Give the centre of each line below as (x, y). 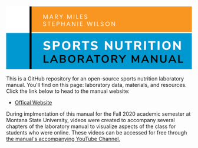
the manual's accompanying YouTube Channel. (63, 139)
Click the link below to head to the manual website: (68, 91)
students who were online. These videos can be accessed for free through (97, 133)
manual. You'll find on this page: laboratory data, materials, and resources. (96, 85)
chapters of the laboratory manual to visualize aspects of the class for (91, 126)
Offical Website (33, 103)
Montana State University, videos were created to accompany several (90, 120)
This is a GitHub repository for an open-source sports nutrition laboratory (95, 79)
